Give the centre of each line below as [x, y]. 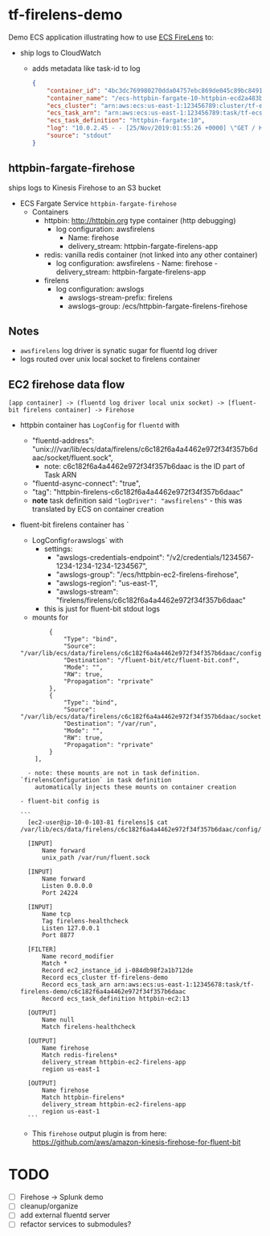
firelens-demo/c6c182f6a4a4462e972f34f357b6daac [103, 992]
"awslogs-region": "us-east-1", [107, 583]
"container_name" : [78, 98]
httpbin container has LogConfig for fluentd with [100, 425]
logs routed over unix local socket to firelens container [110, 359]
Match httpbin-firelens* [83, 1097]
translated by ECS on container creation [98, 509]
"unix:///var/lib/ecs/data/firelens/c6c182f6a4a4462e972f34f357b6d [145, 450]
